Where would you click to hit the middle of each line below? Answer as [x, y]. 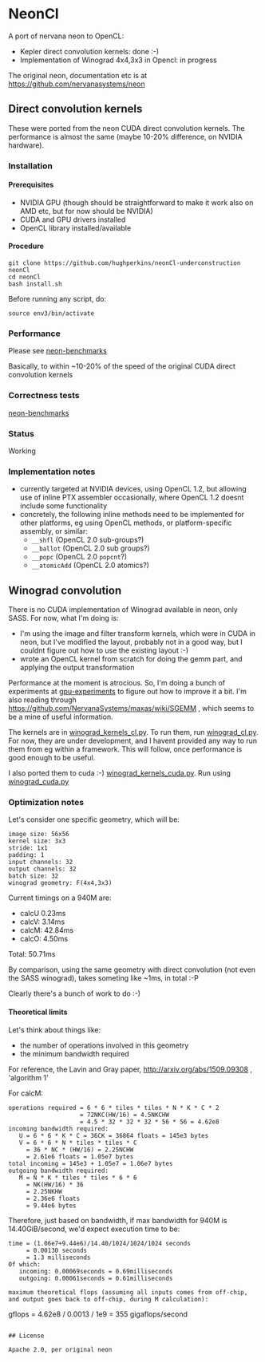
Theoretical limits [38, 1012]
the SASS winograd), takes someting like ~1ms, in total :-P [104, 978]
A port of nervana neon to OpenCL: [66, 36]
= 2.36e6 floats [53, 1198]
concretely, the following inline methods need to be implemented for [132, 515]
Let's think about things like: [55, 1029]
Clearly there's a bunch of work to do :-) [75, 993]
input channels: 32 [41, 863]
